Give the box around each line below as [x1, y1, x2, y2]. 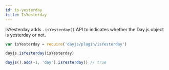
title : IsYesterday [5, 12, 47, 17]
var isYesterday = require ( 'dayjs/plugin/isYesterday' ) [5, 41, 127, 46]
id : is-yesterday [5, 7, 43, 13]
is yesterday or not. [5, 32, 46, 38]
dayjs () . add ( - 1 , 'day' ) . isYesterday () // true [5, 60, 107, 65]
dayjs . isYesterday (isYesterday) [5, 51, 74, 56]
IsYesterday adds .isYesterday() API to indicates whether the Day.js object [5, 26, 164, 32]
